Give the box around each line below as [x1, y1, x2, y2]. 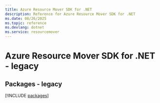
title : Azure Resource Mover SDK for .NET [5, 7, 92, 12]
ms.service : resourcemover [5, 29, 60, 34]
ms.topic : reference [5, 20, 47, 26]
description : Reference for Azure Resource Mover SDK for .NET [5, 12, 136, 16]
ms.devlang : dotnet [5, 25, 45, 30]
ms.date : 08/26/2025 [5, 16, 47, 21]
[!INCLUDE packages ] [5, 93, 49, 98]
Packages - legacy [5, 80, 62, 88]
